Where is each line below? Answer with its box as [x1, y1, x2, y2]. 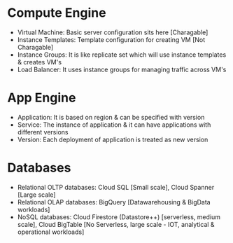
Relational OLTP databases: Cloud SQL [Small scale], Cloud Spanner [17, 183, 215, 191]
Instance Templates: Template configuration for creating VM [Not [17, 35, 206, 43]
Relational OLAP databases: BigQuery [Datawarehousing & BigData [17, 197, 211, 206]
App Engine [7, 90, 76, 106]
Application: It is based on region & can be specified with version [17, 113, 205, 121]
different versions [17, 127, 69, 136]
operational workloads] [17, 228, 85, 236]
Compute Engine [7, 5, 106, 21]
